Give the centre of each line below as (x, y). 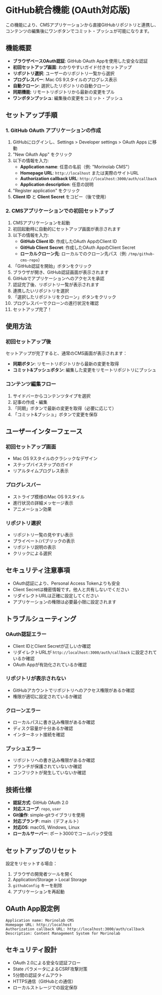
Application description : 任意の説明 (57, 185)
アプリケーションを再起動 (39, 892)
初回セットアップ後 (28, 342)
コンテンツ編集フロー (31, 384)
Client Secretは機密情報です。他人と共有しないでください (71, 589)
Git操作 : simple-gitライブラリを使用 (49, 815)
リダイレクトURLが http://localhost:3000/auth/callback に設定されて (85, 652)
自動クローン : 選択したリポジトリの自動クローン (61, 86)
